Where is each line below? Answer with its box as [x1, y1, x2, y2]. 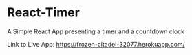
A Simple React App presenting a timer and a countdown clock [7, 27, 184, 35]
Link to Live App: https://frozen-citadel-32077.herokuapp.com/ [7, 40, 186, 48]
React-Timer [7, 5, 81, 20]
